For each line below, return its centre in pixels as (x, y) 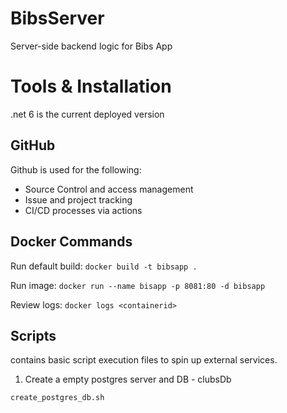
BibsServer (57, 18)
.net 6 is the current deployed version (87, 114)
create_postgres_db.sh (57, 398)
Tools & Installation (91, 86)
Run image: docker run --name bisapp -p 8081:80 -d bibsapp (138, 285)
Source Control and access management (109, 189)
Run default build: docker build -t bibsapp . (104, 266)
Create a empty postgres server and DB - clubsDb (128, 379)
